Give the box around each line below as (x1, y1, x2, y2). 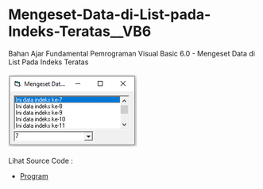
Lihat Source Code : (8, 156, 74, 165)
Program (19, 171, 49, 180)
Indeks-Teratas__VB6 (8, 22, 152, 40)
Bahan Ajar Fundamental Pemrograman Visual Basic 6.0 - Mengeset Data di (8, 48, 256, 58)
